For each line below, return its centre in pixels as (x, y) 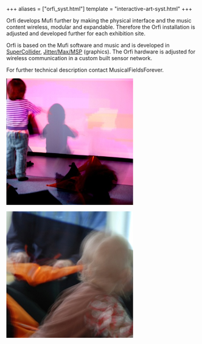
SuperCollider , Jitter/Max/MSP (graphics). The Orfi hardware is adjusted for (101, 52)
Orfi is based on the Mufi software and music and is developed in (88, 45)
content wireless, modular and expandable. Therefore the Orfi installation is (101, 27)
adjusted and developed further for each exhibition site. (76, 33)
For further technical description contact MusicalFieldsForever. (85, 70)
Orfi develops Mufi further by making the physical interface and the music (99, 20)
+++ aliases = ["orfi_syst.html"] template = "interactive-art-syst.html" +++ (99, 9)
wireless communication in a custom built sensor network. (79, 58)
